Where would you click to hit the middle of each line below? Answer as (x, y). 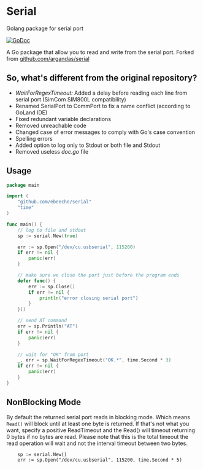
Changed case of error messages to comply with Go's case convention (105, 132)
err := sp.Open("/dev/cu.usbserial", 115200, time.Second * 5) (100, 460)
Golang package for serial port (45, 28)
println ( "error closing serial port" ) (89, 298)
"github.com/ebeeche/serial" (55, 202)
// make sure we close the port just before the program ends (98, 275)
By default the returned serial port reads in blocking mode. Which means (98, 417)
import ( (17, 196)
